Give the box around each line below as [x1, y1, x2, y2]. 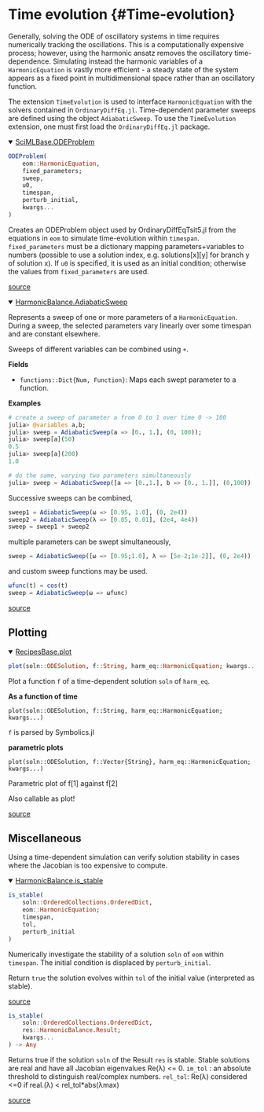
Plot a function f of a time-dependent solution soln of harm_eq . [8, 676, 211, 685]
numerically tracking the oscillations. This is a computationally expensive [8, 39, 244, 49]
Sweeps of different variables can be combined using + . [8, 344, 189, 354]
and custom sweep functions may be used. [8, 567, 148, 576]
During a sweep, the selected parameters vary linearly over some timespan [8, 321, 251, 330]
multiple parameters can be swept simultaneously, [8, 537, 171, 547]
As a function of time [8, 692, 79, 701]
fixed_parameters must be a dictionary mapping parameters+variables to [8, 241, 244, 251]
